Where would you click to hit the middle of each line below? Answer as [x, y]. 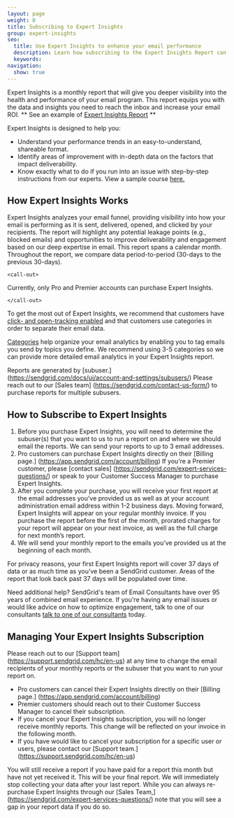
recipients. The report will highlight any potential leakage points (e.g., [107, 232]
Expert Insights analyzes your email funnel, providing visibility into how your [116, 217]
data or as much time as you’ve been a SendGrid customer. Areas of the [111, 571]
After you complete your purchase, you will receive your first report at [118, 491]
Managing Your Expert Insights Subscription [106, 637]
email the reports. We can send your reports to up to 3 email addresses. [121, 446]
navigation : [24, 66]
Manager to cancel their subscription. [71, 711]
